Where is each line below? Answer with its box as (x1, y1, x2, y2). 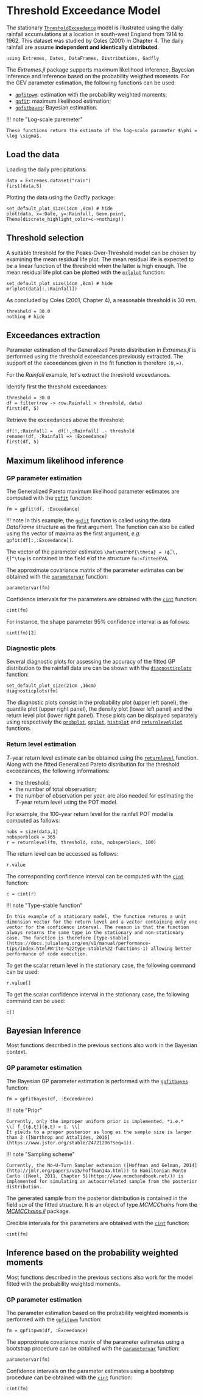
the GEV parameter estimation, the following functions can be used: (6, 79, 177, 86)
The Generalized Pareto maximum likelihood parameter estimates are (6, 487, 180, 495)
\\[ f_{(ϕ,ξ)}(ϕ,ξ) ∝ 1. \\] (6, 1124, 80, 1130)
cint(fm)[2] (6, 630, 37, 636)
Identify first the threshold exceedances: (6, 383, 108, 390)
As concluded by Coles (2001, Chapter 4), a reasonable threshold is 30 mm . (6, 296, 197, 303)
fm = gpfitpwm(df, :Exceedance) (6, 1327, 88, 1333)
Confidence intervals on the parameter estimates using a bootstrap (6, 1367, 175, 1374)
